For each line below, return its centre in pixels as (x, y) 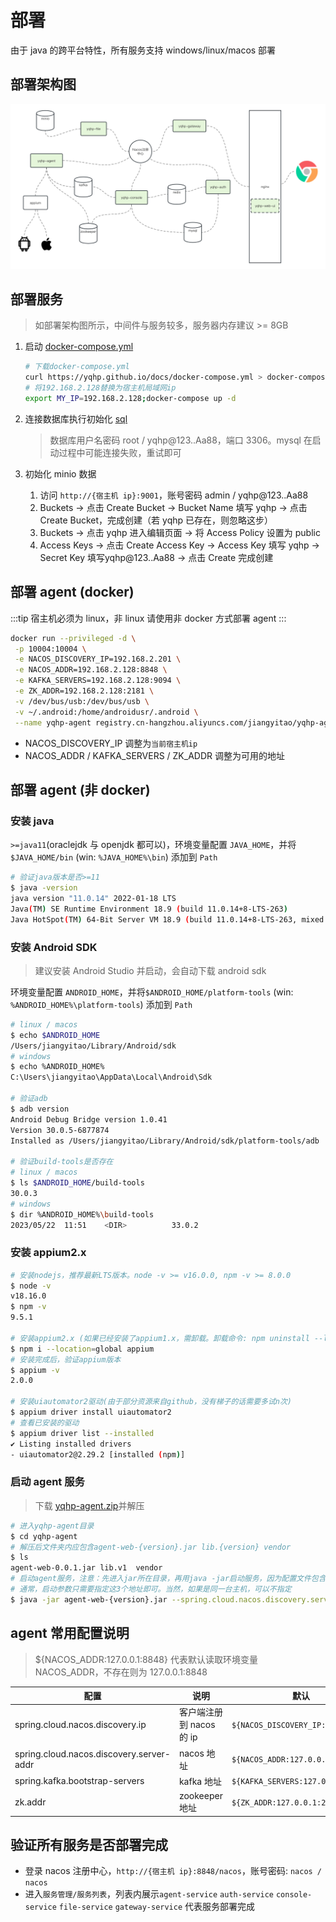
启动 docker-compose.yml (79, 347)
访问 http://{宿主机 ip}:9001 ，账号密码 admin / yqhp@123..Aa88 (174, 495)
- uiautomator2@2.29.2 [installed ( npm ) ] (98, 1454)
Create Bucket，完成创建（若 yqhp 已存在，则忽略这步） (156, 520)
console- (294, 1895)
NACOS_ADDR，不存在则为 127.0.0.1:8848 (121, 1672)
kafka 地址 (200, 1781)
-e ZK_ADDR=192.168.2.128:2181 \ (84, 691)
